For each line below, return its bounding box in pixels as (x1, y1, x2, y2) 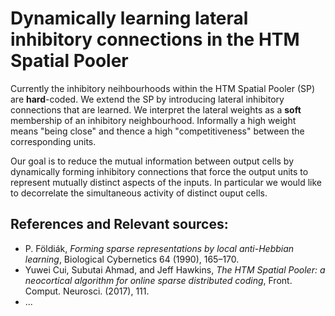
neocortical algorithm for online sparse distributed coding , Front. (24, 274, 293, 286)
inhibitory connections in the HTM (10, 28, 300, 51)
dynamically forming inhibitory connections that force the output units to (10, 165, 309, 177)
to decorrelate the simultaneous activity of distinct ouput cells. (10, 187, 268, 199)
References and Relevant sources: (10, 216, 229, 233)
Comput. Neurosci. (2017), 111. (24, 285, 150, 297)
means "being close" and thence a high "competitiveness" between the (10, 125, 305, 137)
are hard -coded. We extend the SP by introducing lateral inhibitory (10, 93, 285, 105)
